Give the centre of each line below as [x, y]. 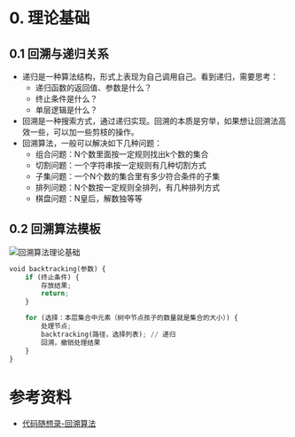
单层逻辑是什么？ [66, 110]
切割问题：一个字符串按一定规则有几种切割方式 [120, 165]
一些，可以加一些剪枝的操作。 [84, 132]
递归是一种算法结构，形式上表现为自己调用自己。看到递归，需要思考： [150, 77]
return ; [55, 293]
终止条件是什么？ [66, 99]
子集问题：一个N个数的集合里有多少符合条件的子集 [128, 176]
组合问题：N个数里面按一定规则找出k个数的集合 [122, 154]
